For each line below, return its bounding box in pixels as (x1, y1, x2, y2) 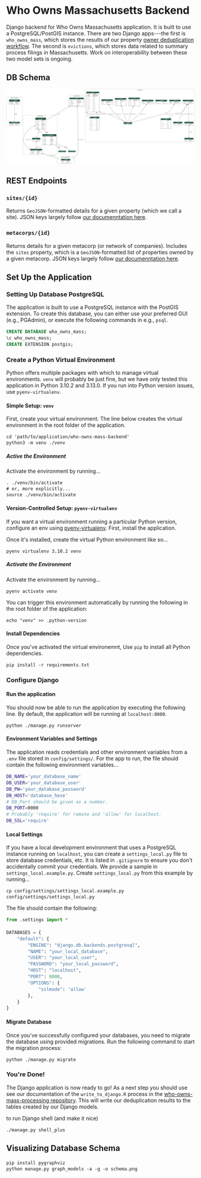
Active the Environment (6, 453, 66, 460)
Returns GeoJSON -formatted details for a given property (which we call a (6, 207, 182, 214)
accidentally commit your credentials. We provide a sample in (6, 863, 158, 870)
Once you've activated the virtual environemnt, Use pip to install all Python (6, 643, 190, 650)
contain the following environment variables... (6, 761, 118, 769)
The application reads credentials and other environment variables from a (6, 749, 187, 756)
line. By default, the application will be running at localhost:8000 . (6, 710, 167, 717)
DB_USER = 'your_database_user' (6, 779, 82, 786)
